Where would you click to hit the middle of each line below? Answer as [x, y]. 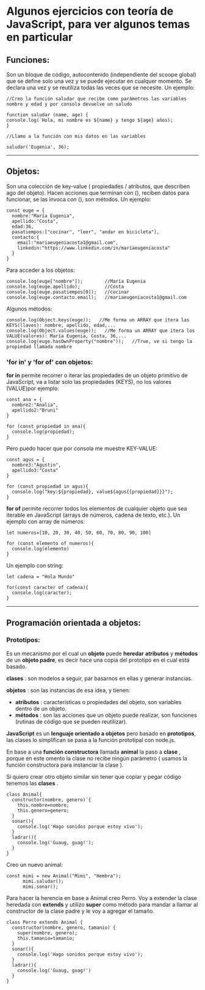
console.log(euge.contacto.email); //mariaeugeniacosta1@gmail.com [97, 297]
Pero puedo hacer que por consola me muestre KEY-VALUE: [82, 449]
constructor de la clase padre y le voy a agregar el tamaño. [80, 911]
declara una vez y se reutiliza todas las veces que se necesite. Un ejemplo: [101, 88]
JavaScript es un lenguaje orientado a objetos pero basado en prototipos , [101, 733]
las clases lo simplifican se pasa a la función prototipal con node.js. [91, 740]
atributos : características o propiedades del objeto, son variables [98, 702]
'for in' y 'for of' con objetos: [50, 362]
